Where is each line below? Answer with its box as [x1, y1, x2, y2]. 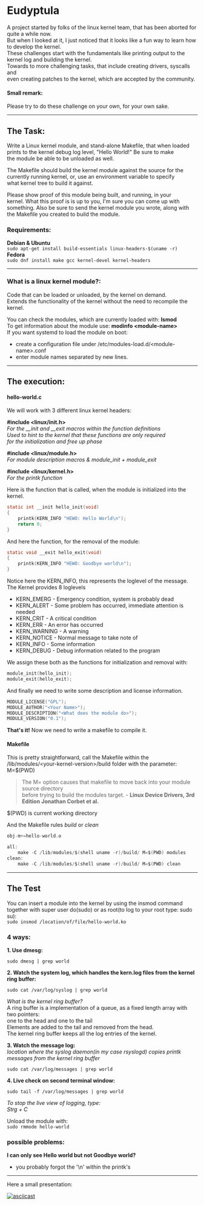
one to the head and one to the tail [7, 1016, 93, 1024]
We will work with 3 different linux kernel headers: [7, 407, 132, 414]
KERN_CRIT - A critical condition [15, 615, 97, 622]
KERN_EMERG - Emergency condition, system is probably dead [15, 595, 174, 603]
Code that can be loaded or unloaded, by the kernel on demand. [7, 291, 167, 298]
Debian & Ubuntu [7, 239, 51, 247]
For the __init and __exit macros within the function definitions [7, 425, 161, 432]
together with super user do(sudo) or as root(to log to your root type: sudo [7, 906, 192, 913]
